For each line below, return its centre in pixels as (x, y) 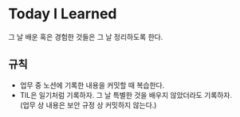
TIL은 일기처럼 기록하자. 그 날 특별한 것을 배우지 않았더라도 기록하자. (126, 95)
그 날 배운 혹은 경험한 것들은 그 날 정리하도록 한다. (86, 37)
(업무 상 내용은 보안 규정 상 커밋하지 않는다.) (88, 105)
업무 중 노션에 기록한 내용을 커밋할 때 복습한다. (92, 85)
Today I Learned (63, 14)
